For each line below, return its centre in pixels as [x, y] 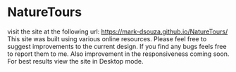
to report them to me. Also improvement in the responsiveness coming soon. [118, 54]
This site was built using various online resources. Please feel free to [107, 38]
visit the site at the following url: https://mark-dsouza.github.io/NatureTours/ [118, 31]
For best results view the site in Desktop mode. [75, 61]
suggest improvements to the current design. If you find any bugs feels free [117, 46]
